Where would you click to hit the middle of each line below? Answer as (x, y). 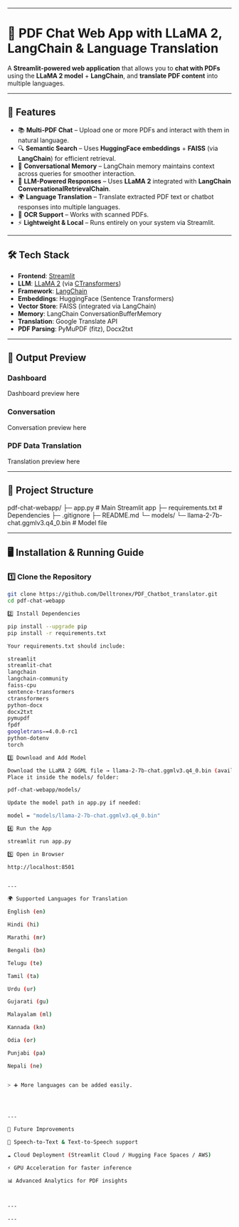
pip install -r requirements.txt (57, 633)
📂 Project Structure (51, 491)
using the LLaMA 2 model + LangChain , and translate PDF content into (113, 75)
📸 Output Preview (47, 358)
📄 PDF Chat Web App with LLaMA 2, (115, 33)
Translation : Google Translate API (68, 321)
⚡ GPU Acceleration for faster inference (70, 1168)
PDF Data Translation (44, 446)
